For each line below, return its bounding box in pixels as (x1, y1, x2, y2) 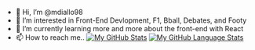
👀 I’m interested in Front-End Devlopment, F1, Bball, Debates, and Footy (15, 16, 247, 25)
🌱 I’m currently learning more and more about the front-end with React (15, 24, 244, 33)
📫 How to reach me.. (15, 33, 85, 42)
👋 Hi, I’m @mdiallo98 (15, 8, 84, 16)
